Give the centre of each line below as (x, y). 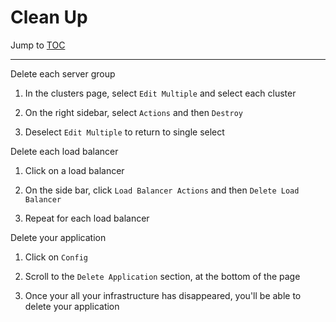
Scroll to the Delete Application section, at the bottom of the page (162, 276)
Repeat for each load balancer (87, 218)
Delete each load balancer (64, 151)
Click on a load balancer (74, 170)
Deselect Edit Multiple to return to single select (124, 132)
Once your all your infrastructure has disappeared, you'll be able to (163, 295)
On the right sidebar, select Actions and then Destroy (133, 112)
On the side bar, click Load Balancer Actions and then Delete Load (162, 190)
